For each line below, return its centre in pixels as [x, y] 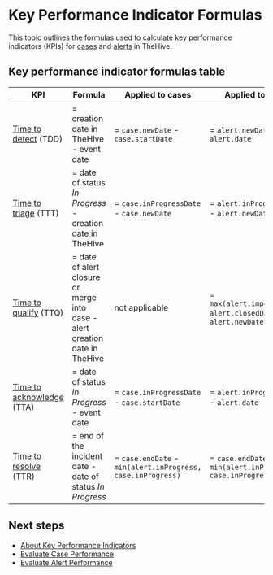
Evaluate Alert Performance [66, 562]
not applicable [141, 307]
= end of [88, 435]
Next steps [37, 526]
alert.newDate [237, 322]
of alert [86, 267]
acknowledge [38, 397]
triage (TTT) [36, 213]
